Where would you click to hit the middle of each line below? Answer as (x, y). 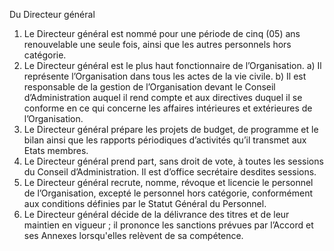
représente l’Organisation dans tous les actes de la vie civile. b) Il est (165, 76)
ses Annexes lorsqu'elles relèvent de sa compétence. (133, 235)
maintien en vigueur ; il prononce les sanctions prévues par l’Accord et (168, 225)
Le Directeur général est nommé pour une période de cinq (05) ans (162, 33)
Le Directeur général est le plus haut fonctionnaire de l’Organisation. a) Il (172, 65)
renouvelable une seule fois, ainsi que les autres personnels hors (157, 44)
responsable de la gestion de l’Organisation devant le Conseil (149, 87)
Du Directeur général (52, 14)
